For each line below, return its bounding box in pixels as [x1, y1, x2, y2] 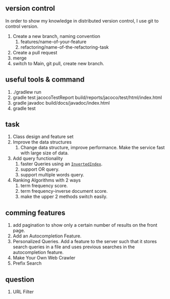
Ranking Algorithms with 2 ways [12, 177, 81, 184]
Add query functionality [12, 155, 63, 162]
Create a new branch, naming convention [12, 33, 101, 39]
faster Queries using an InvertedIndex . [20, 161, 103, 167]
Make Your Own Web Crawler [12, 255, 75, 261]
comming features [5, 208, 66, 217]
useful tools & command [5, 75, 85, 84]
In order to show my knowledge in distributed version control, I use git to [5, 17, 159, 24]
